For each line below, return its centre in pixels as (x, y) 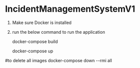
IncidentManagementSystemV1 (70, 9)
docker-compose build (35, 41)
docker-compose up (33, 51)
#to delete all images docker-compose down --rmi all (59, 60)
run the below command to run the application (59, 32)
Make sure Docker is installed (42, 23)
